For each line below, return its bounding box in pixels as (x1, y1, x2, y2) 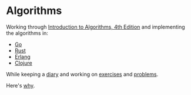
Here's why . (6, 82, 35, 89)
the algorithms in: (6, 29, 49, 36)
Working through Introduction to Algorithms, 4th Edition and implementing (6, 23, 185, 30)
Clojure (14, 59, 32, 66)
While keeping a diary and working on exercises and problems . (6, 71, 159, 78)
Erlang (14, 53, 31, 60)
